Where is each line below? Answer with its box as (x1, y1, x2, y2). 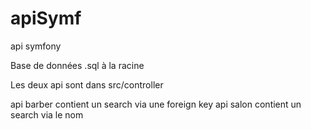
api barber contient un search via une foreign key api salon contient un (10, 98, 302, 110)
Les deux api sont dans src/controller (10, 78, 164, 91)
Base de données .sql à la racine (10, 59, 145, 71)
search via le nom (10, 108, 84, 121)
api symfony (10, 40, 62, 52)
